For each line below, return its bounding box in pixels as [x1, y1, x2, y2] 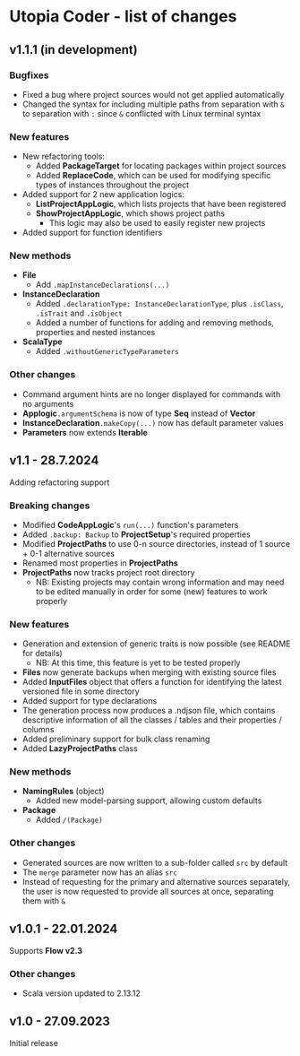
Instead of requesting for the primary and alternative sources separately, [21, 876, 291, 887]
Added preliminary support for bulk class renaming [21, 733, 210, 745]
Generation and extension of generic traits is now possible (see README [21, 638, 291, 649]
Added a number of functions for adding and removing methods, [35, 317, 275, 328]
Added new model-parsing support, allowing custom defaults [35, 795, 262, 806]
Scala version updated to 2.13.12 [21, 988, 141, 999]
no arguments [21, 398, 74, 409]
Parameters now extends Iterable [21, 427, 148, 437]
